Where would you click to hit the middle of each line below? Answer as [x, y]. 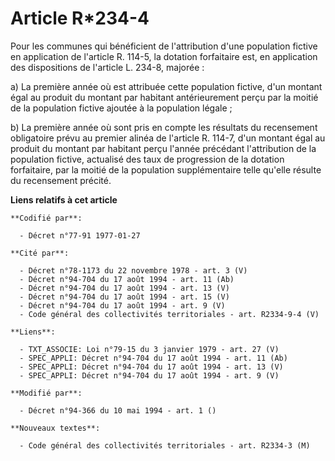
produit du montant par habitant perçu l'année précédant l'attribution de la [163, 148]
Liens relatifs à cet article [64, 199]
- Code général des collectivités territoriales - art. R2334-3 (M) [165, 445]
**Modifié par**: [46, 393]
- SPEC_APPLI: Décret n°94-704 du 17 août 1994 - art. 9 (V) [149, 375]
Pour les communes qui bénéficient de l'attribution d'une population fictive [164, 46]
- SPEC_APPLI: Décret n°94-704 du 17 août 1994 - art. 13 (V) [151, 367]
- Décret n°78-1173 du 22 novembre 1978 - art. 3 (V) [133, 270]
